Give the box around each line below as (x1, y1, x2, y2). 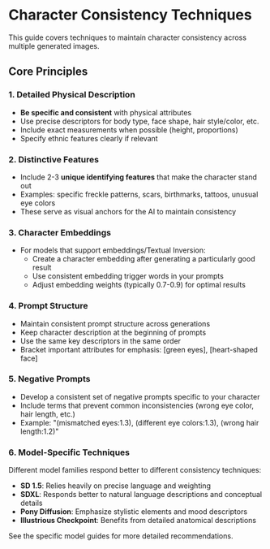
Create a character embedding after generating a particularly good (32, 254, 255, 264)
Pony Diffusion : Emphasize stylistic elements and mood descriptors (19, 507, 248, 517)
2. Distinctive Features (8, 153, 100, 165)
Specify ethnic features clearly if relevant (19, 133, 158, 143)
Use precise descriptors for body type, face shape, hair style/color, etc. (19, 116, 259, 126)
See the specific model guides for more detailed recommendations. (8, 531, 234, 541)
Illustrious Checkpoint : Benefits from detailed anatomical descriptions (19, 516, 257, 525)
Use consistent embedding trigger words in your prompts (32, 271, 225, 281)
